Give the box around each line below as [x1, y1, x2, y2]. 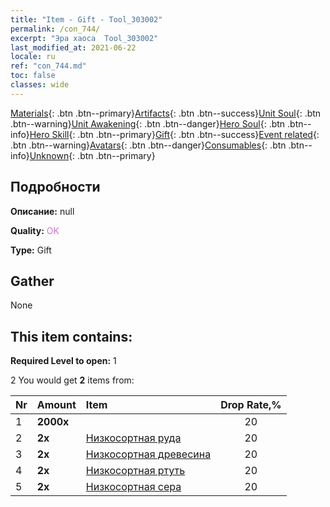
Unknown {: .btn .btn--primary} [29, 149, 156, 161]
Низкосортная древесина [85, 447, 212, 461]
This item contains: [10, 328, 133, 345]
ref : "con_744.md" [10, 61, 87, 71]
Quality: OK [10, 224, 60, 236]
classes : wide [10, 80, 70, 90]
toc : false [10, 71, 56, 81]
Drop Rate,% [220, 398, 282, 412]
